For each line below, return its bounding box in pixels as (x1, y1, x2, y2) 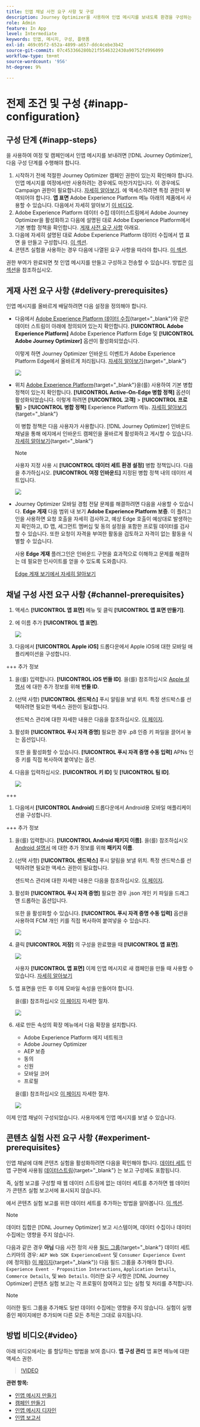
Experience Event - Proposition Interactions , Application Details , (6, 1265, 176, 1272)
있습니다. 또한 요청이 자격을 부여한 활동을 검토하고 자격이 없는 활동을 (27, 530, 186, 538)
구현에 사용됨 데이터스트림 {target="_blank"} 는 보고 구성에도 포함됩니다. (12, 1166, 182, 1173)
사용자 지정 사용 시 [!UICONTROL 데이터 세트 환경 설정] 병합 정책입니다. (14, 462, 183, 469)
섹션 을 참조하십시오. (6, 266, 52, 274)
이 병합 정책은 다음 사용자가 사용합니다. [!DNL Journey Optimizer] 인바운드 (14, 423, 190, 430)
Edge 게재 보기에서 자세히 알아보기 (14, 570, 96, 577)
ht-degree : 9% (6, 64, 42, 70)
